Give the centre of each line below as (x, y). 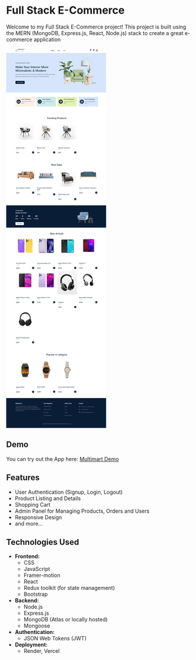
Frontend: (27, 557)
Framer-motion (42, 575)
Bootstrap (36, 594)
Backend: (27, 601)
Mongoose (37, 626)
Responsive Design (38, 517)
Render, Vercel (42, 651)
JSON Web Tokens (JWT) (55, 639)
